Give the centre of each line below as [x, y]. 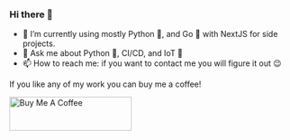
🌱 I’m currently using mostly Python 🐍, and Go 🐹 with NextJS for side [150, 34]
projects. [39, 43]
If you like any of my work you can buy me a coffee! [105, 84]
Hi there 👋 [32, 14]
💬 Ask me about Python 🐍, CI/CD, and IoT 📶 [102, 53]
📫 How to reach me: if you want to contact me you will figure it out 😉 [152, 63]
